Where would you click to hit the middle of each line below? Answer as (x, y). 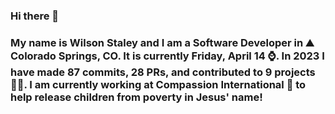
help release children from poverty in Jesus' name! (136, 97)
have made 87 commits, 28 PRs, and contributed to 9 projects (163, 72)
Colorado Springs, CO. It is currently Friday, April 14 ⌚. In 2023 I (167, 56)
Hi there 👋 (35, 16)
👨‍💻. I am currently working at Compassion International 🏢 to (158, 84)
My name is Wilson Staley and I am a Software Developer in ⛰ (162, 42)
